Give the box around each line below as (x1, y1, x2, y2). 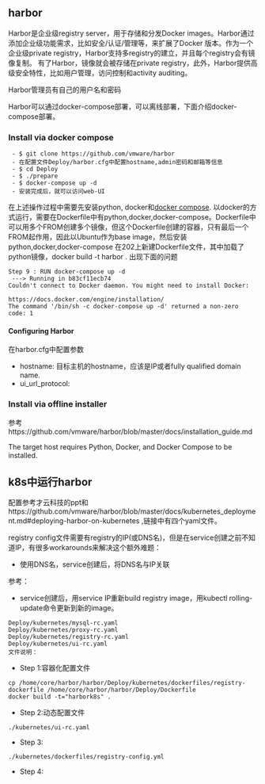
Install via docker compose (8, 132, 115, 143)
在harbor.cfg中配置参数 (8, 345, 85, 354)
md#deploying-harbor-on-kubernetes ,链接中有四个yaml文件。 (16, 516, 221, 526)
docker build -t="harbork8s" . (8, 693, 112, 701)
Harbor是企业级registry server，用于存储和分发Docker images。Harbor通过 (8, 28, 255, 38)
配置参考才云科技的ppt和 (8, 498, 89, 507)
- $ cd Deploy (11, 166, 59, 174)
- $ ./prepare (11, 172, 59, 181)
